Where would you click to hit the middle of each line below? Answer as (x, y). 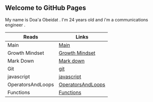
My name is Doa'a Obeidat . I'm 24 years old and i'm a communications (77, 19)
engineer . (15, 25)
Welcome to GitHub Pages (46, 8)
